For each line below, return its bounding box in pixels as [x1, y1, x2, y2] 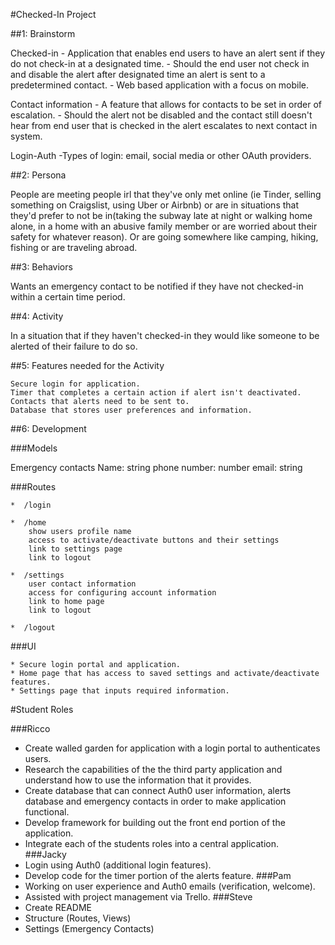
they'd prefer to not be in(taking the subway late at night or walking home [10, 210, 313, 221]
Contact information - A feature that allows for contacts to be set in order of [10, 99, 323, 110]
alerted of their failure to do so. [10, 340, 138, 352]
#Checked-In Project [10, 9, 97, 20]
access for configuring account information [28, 588, 217, 598]
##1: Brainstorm [10, 28, 76, 39]
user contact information [28, 579, 137, 589]
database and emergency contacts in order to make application [24, 795, 287, 807]
